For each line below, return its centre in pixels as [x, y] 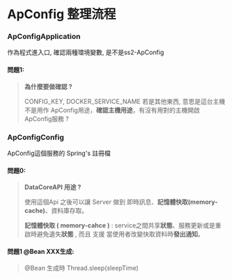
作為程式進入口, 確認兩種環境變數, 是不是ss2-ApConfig [86, 52]
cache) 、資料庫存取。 [56, 211]
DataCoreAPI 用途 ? [53, 187]
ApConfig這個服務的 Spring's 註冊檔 [59, 153]
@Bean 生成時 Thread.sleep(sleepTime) [82, 268]
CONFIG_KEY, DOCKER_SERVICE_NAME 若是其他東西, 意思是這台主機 [124, 101]
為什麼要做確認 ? [48, 86]
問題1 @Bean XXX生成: [41, 251]
